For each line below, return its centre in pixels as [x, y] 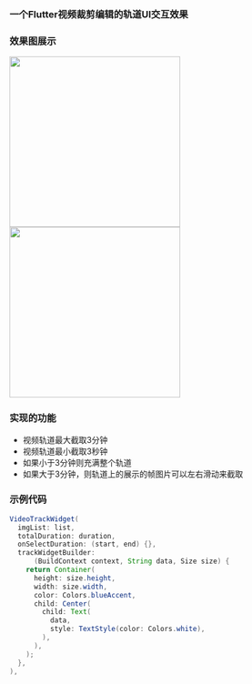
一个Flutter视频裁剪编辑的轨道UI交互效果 [99, 14]
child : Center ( [62, 604]
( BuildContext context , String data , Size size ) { [131, 561]
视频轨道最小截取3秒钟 [65, 451]
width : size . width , [70, 587]
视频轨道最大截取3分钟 [65, 439]
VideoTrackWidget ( [44, 519]
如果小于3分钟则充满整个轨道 [77, 462]
